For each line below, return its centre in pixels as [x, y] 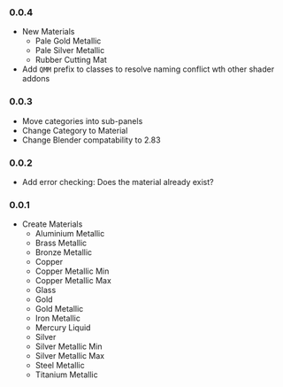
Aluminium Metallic [70, 234]
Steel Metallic [60, 366]
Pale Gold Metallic [68, 41]
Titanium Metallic [67, 375]
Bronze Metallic [64, 252]
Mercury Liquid [63, 328]
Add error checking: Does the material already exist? [118, 182]
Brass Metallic [61, 243]
